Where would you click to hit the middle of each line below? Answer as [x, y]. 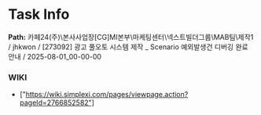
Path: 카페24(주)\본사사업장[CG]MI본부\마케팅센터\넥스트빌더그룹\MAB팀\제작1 [131, 37]
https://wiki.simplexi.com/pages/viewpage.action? [107, 95]
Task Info [39, 14]
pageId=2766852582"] [57, 102]
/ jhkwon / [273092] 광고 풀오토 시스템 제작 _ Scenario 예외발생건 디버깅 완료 [129, 47]
